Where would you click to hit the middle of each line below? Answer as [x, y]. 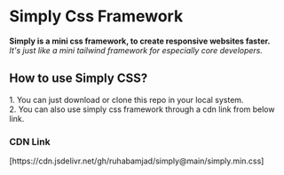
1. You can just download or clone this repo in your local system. [126, 99]
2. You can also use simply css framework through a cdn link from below [142, 109]
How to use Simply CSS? [79, 79]
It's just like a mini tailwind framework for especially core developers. [136, 50]
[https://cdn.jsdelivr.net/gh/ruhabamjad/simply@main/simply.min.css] [137, 161]
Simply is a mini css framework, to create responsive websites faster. [140, 41]
